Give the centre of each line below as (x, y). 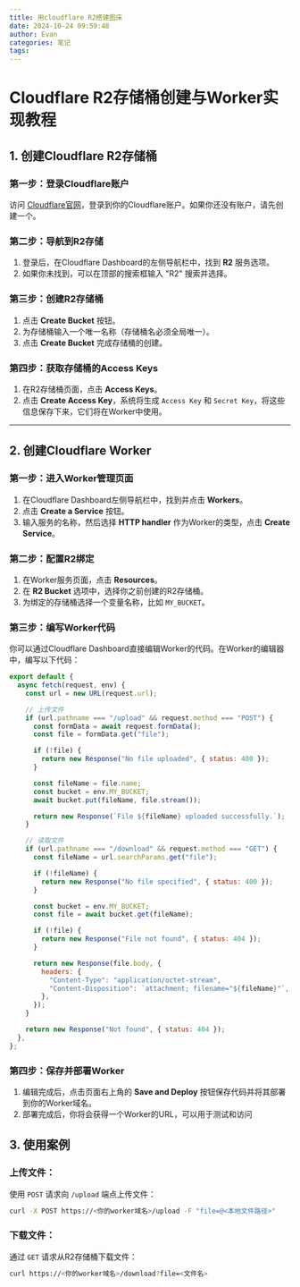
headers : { (62, 971)
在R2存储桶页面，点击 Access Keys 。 (92, 389)
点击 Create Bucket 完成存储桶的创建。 (95, 343)
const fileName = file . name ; (87, 783)
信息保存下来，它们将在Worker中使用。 (94, 411)
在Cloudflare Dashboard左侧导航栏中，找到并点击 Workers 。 (135, 500)
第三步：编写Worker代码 (62, 627)
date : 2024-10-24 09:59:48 (59, 26)
